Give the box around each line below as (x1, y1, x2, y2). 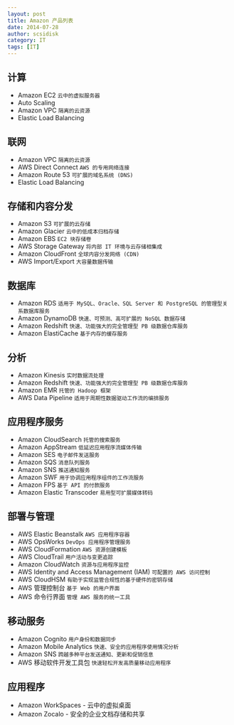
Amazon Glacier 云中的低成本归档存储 (17, 227, 119, 235)
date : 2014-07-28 (7, 23, 59, 31)
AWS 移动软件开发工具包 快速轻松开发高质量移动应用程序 (17, 658, 171, 667)
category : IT (7, 37, 46, 44)
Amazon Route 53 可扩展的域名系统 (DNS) (17, 170, 134, 178)
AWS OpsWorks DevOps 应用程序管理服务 (17, 537, 131, 546)
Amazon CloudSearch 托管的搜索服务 (17, 435, 121, 444)
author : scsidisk (7, 30, 59, 38)
